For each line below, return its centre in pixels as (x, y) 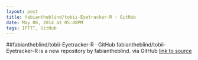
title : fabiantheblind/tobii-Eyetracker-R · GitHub (71, 17)
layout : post (22, 11)
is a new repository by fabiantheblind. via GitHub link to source (116, 51)
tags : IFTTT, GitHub (32, 28)
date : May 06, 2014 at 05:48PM (45, 22)
